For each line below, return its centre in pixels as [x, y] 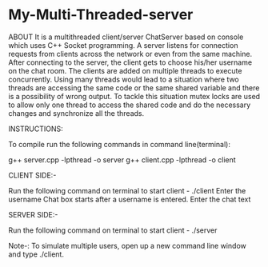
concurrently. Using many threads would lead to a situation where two [124, 79]
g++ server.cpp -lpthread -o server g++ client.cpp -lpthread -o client [122, 159]
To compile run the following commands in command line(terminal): [119, 144]
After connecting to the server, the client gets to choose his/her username [130, 62]
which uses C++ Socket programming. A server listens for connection [123, 45]
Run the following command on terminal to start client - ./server [113, 230]
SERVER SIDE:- [33, 214]
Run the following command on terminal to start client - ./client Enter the [127, 190]
